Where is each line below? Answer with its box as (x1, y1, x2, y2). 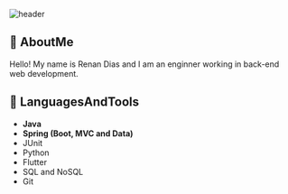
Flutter (22, 156, 48, 167)
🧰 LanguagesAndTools (9, 95, 140, 110)
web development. (9, 68, 79, 79)
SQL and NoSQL (22, 166, 84, 177)
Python (22, 147, 50, 158)
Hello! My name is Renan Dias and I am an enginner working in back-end (9, 59, 280, 69)
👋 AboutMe (9, 34, 74, 50)
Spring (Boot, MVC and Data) (22, 127, 134, 139)
